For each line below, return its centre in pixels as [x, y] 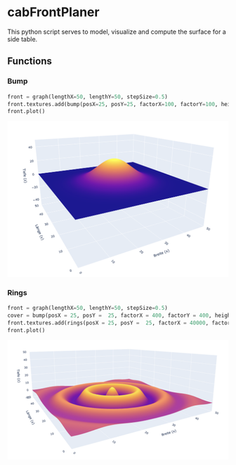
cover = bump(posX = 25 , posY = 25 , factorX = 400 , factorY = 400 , [110, 316]
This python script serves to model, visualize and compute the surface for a [117, 32]
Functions [30, 61]
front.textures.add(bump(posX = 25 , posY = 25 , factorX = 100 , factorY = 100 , [113, 104]
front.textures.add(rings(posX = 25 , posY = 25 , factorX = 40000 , [108, 323]
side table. [22, 39]
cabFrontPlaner [53, 12]
